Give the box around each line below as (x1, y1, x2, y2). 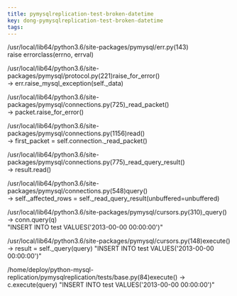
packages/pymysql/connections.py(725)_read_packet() (7, 101, 170, 109)
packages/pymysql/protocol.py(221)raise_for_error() (7, 72, 160, 80)
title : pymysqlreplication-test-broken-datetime (7, 10, 154, 18)
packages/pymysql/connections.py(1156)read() (7, 129, 145, 138)
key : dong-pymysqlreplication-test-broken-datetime (7, 17, 163, 24)
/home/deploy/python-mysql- (7, 266, 94, 274)
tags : (7, 23, 23, 30)
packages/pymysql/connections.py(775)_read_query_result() (7, 158, 185, 166)
